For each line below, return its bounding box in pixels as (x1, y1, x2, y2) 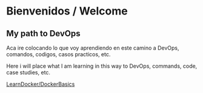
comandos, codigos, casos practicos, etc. (6, 51, 111, 58)
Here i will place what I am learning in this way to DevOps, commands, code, (6, 62, 198, 69)
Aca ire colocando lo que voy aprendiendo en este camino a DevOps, (6, 44, 179, 51)
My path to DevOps (6, 28, 81, 39)
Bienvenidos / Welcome (6, 4, 128, 18)
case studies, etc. (6, 69, 50, 76)
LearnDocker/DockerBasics (6, 80, 75, 88)
